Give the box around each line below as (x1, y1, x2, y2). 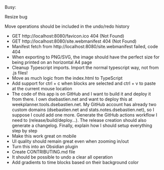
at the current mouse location (11, 86, 72, 91)
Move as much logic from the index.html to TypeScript (11, 75, 123, 81)
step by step (11, 128, 38, 133)
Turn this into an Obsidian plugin (11, 144, 78, 149)
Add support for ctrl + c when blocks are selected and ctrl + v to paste (11, 80, 156, 86)
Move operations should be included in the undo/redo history (4, 23, 130, 29)
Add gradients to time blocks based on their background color (11, 160, 139, 165)
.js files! (11, 70, 28, 76)
